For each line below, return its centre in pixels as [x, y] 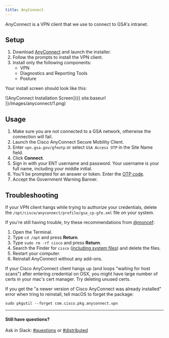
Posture [28, 79]
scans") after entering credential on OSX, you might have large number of [81, 274]
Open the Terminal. [32, 232]
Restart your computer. [36, 254]
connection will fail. [32, 137]
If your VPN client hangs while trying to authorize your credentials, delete [81, 207]
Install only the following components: [52, 63]
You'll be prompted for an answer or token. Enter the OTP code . [78, 174]
